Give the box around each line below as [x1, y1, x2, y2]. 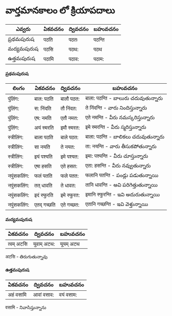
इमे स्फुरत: [60, 192, 80, 199]
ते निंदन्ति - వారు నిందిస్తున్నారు [85, 104, 147, 111]
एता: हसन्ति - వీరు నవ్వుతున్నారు [85, 162, 151, 169]
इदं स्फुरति [34, 192, 53, 199]
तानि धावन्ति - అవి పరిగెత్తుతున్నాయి [85, 181, 158, 189]
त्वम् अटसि [8, 240, 28, 248]
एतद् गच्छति [34, 201, 55, 209]
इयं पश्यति [34, 153, 53, 160]
